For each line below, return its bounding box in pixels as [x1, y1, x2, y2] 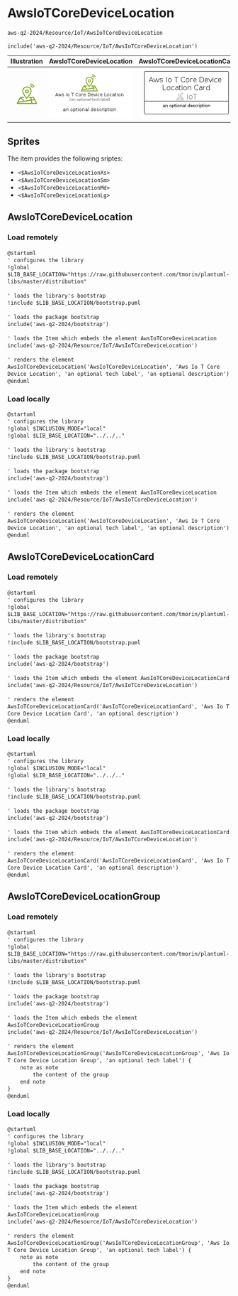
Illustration [10, 57, 44, 65]
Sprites [7, 135, 40, 147]
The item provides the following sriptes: [7, 154, 123, 163]
